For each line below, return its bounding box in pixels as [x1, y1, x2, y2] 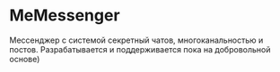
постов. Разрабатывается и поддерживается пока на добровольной [9, 44, 271, 54]
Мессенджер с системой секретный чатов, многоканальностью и [9, 35, 264, 45]
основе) [9, 53, 40, 64]
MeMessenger [9, 5, 120, 26]
